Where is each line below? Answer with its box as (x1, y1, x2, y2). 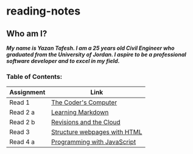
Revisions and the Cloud (51, 118, 121, 127)
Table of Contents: (6, 72, 63, 81)
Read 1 (9, 98, 30, 107)
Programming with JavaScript (51, 138, 136, 146)
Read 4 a (9, 138, 35, 146)
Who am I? (6, 28, 47, 39)
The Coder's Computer (51, 98, 118, 107)
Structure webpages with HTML (51, 128, 142, 136)
